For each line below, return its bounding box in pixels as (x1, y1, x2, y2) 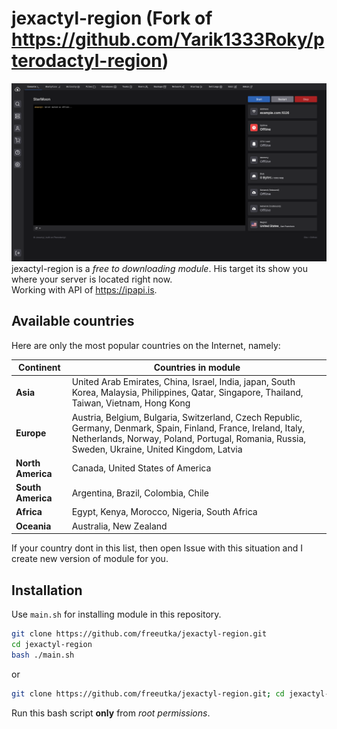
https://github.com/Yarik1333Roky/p (11, 28, 325, 51)
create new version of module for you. (11, 553, 169, 565)
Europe (15, 427, 47, 439)
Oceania (15, 520, 52, 532)
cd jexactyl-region (11, 639, 93, 649)
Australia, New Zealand (71, 520, 168, 532)
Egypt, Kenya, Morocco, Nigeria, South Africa (71, 506, 258, 518)
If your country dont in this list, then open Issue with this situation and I (11, 542, 304, 554)
